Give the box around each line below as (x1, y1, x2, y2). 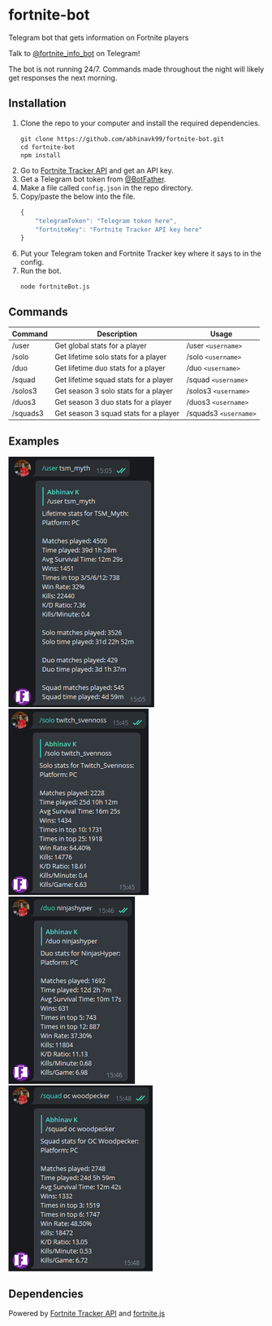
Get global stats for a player (54, 340, 148, 350)
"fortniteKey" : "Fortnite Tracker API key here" (35, 226, 203, 234)
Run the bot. (19, 266, 62, 276)
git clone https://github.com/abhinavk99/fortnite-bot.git (19, 134, 225, 143)
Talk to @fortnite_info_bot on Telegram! (8, 48, 140, 58)
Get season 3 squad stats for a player (54, 409, 180, 419)
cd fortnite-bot (19, 143, 76, 151)
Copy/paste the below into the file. (19, 191, 136, 201)
